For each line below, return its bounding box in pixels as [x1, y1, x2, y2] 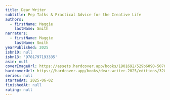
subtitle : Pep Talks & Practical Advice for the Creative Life [5, 12, 142, 17]
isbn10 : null [5, 49, 33, 55]
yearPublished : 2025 [5, 45, 49, 50]
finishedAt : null [5, 82, 42, 87]
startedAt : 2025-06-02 [5, 78, 53, 83]
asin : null [5, 59, 28, 64]
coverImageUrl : [5, 64, 37, 69]
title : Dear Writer [5, 7, 47, 13]
